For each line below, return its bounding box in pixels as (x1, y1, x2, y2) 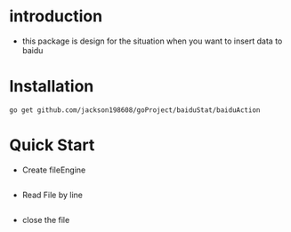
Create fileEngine (21, 164, 86, 175)
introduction (9, 6, 103, 27)
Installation (9, 76, 94, 97)
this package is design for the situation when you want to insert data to (21, 36, 283, 46)
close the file (21, 214, 70, 225)
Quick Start (9, 135, 95, 156)
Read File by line (21, 189, 83, 200)
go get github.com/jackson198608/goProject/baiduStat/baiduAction (9, 105, 261, 115)
